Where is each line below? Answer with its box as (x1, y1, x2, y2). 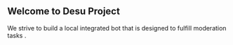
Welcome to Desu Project (7, 6, 121, 17)
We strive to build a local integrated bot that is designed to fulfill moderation (7, 24, 227, 32)
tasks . (7, 31, 27, 39)
